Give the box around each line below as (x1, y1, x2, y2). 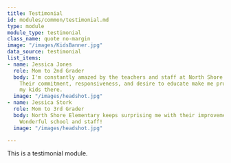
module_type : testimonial (7, 29, 81, 36)
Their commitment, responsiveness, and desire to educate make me (19, 80, 214, 87)
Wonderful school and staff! (19, 118, 103, 125)
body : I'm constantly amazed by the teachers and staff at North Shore (13, 73, 223, 81)
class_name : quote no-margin (7, 36, 91, 42)
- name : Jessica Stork (7, 99, 72, 106)
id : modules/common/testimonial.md (7, 16, 109, 23)
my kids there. (19, 86, 63, 93)
